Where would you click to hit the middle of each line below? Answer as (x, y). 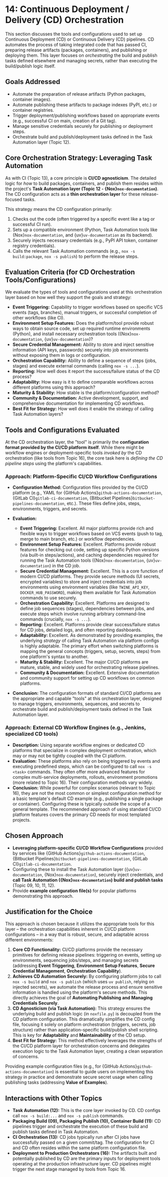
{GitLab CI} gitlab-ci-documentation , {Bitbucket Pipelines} (72, 498)
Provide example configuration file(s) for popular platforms (74, 891)
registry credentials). (34, 246)
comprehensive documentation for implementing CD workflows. (78, 403)
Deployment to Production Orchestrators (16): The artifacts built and (85, 1153)
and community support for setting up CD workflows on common (87, 678)
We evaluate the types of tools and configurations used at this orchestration (83, 292)
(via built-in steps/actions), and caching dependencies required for (89, 555)
